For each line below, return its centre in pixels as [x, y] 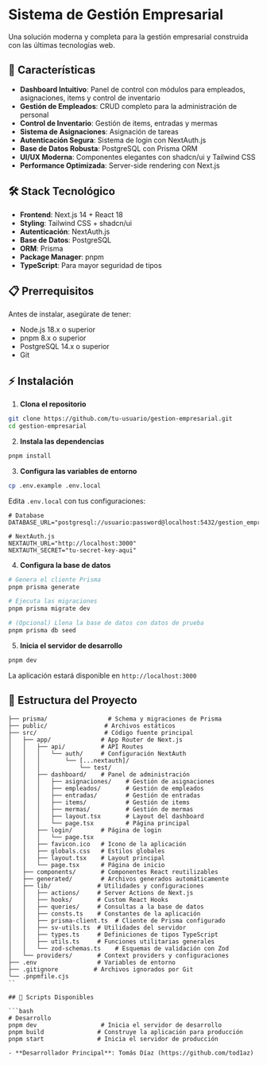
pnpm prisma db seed [43, 631]
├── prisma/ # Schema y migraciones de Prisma [115, 719]
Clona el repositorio [53, 404]
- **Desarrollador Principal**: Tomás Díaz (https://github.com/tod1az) [131, 1053]
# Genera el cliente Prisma [55, 579]
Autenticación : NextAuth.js [65, 231]
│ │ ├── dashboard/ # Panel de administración [99, 774]
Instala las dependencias [62, 441]
